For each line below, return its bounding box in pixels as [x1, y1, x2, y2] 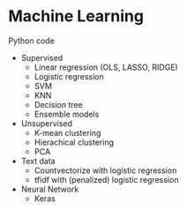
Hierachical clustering [34, 137, 114, 147]
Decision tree [34, 99, 83, 109]
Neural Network [20, 184, 79, 194]
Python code [8, 35, 55, 46]
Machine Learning [8, 6, 145, 26]
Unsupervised [20, 117, 72, 129]
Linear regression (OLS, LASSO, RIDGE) [34, 62, 178, 72]
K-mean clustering [34, 127, 101, 138]
